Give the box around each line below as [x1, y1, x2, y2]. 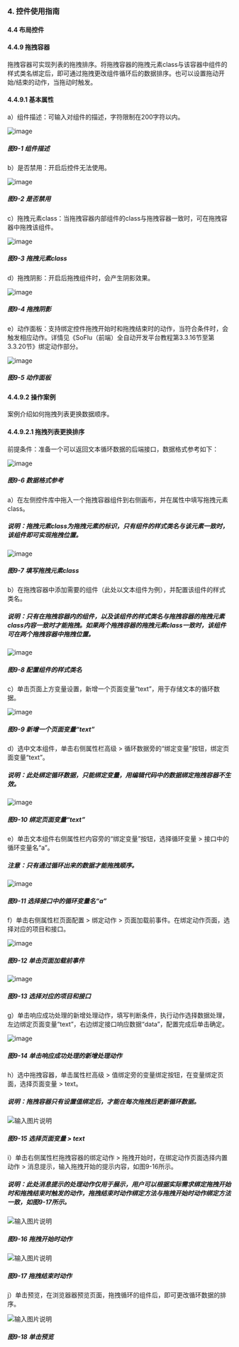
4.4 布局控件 [7, 25, 45, 33]
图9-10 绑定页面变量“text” [7, 815, 86, 823]
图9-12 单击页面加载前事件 [7, 956, 85, 965]
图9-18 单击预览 [7, 1332, 55, 1341]
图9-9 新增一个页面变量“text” [7, 725, 95, 734]
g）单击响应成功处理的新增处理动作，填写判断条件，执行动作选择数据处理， [7, 1011, 229, 1020]
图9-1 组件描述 [7, 144, 50, 152]
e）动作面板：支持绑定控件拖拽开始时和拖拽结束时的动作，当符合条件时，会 [7, 324, 229, 332]
